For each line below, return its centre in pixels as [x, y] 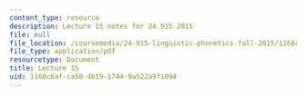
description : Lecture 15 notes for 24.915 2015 [102, 26]
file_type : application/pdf [63, 52]
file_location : [38, 43]
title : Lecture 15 [44, 69]
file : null [30, 34]
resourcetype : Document [55, 60]
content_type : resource [55, 18]
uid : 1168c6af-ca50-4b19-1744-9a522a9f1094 [93, 77]
